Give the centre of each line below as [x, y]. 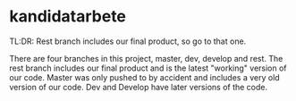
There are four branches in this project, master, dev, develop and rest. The [146, 58]
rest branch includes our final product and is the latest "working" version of [148, 68]
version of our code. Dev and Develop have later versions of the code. [139, 87]
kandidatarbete [68, 17]
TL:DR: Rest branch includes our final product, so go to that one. [128, 41]
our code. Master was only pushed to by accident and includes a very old [144, 77]
